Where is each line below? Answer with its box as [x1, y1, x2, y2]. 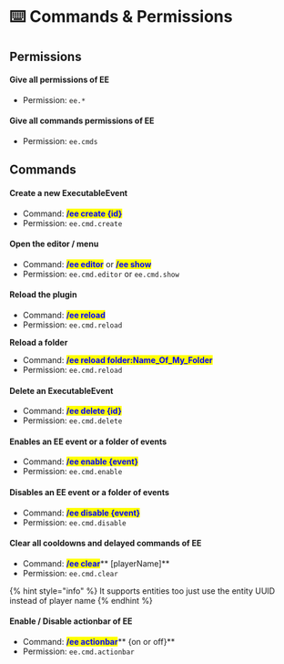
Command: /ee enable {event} [22, 456, 138, 467]
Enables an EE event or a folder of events [9, 436, 167, 447]
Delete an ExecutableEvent [9, 385, 114, 396]
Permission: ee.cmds [22, 135, 98, 146]
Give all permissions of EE [9, 74, 110, 86]
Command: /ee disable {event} [22, 507, 141, 518]
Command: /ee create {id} [22, 208, 123, 219]
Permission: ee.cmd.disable [22, 516, 127, 528]
